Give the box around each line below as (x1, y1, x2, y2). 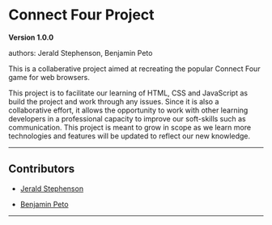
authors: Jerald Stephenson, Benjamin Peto (8, 48, 153, 57)
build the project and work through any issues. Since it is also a (8, 96, 219, 106)
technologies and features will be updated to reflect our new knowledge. (8, 131, 251, 141)
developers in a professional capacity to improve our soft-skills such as (8, 113, 246, 123)
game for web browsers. (8, 72, 91, 82)
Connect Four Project (8, 6, 155, 24)
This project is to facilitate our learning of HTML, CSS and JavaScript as (8, 87, 249, 98)
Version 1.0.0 (8, 32, 54, 42)
